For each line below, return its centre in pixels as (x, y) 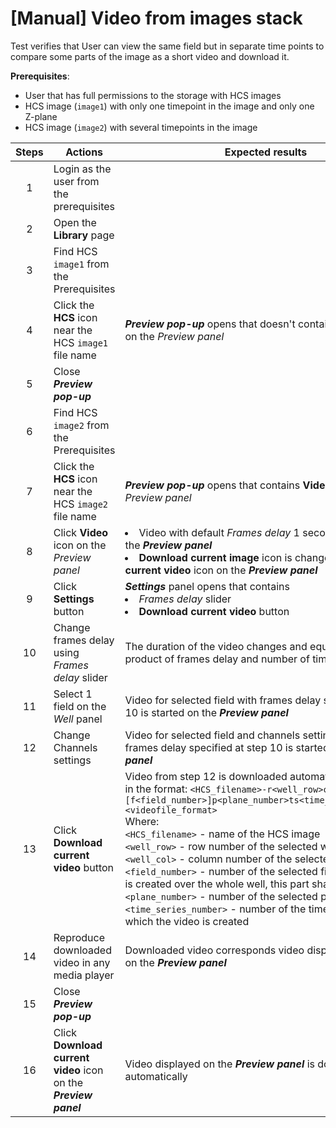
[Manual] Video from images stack (156, 18)
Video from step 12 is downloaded (206, 776)
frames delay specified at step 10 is (209, 747)
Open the (75, 222)
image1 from (81, 264)
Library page (84, 235)
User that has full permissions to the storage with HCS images (153, 95)
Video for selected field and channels (212, 735)
